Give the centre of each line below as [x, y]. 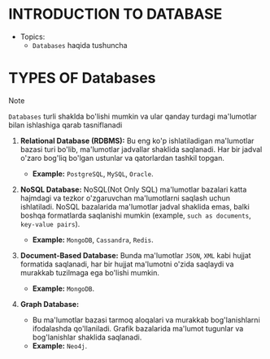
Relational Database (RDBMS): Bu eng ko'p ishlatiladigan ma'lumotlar [137, 141]
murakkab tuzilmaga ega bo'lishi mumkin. [90, 272]
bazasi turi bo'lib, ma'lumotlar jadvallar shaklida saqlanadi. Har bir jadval [141, 149]
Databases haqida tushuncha [80, 45]
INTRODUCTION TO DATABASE [115, 14]
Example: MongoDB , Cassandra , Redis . [93, 240]
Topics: [33, 37]
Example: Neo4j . [60, 345]
